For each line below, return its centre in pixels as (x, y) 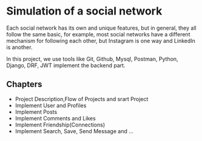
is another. (19, 47)
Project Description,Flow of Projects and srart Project (82, 99)
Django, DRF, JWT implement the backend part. (66, 65)
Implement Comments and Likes (55, 118)
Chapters (24, 84)
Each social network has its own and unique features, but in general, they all (101, 28)
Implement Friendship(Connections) (60, 125)
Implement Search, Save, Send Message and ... (74, 131)
